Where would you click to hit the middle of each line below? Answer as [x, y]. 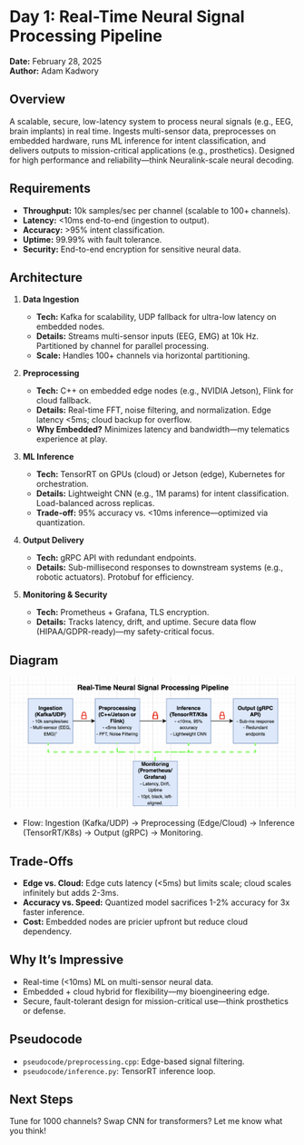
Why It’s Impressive [67, 960]
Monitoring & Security [65, 595]
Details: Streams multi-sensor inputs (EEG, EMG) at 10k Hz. [147, 336]
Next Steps [41, 1100]
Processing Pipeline [86, 36]
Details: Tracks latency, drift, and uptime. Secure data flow [146, 622]
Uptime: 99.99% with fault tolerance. [92, 239]
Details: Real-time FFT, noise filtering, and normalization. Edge [154, 410]
